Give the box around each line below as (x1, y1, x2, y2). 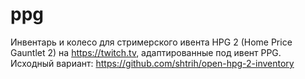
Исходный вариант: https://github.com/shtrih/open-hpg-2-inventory (10, 57, 295, 69)
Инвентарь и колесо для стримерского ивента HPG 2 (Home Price (10, 36, 293, 48)
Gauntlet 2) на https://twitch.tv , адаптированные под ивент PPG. (10, 46, 282, 58)
